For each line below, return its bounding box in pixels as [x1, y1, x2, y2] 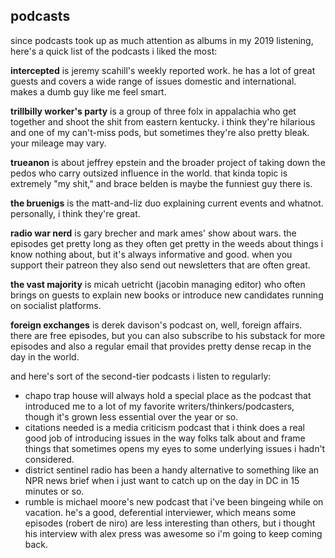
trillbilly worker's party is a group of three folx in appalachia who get [10, 105, 297, 117]
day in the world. [10, 350, 80, 363]
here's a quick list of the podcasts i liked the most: [10, 45, 218, 57]
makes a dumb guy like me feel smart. [10, 85, 167, 98]
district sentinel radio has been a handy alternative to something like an [24, 464, 320, 476]
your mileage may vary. [10, 137, 107, 149]
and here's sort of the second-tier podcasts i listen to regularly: [10, 370, 272, 382]
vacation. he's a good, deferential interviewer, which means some [24, 506, 297, 518]
